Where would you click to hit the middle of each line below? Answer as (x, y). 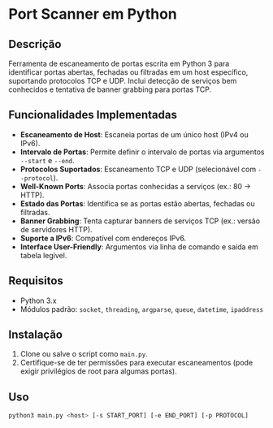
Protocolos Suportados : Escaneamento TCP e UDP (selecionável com (138, 169)
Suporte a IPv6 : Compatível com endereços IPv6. (103, 238)
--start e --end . (47, 160)
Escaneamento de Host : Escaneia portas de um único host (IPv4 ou (134, 134)
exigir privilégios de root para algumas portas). (98, 371)
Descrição (35, 44)
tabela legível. (43, 255)
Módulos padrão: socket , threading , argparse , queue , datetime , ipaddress (142, 309)
